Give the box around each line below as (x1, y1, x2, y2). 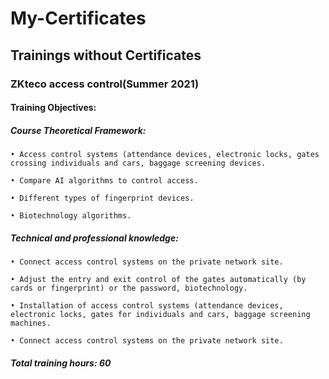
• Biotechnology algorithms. (10, 211, 132, 221)
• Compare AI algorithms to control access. (10, 176, 199, 186)
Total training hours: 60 (10, 357, 112, 369)
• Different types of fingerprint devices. (10, 193, 195, 204)
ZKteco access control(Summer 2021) (10, 77, 200, 91)
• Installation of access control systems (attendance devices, (10, 301, 284, 311)
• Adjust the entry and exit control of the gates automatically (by (10, 275, 307, 285)
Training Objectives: (10, 102, 97, 114)
